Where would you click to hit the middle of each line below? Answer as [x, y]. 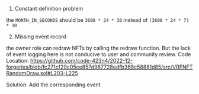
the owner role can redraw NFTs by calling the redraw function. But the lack [99, 48]
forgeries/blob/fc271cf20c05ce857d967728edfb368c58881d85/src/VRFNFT [99, 67]
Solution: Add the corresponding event [53, 85]
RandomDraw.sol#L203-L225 [42, 73]
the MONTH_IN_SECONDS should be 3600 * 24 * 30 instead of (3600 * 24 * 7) [98, 20]
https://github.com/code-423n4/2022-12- [81, 61]
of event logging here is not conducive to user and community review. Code [99, 54]
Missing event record [41, 37]
